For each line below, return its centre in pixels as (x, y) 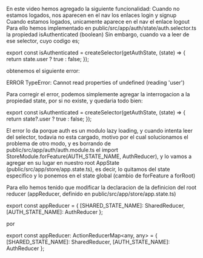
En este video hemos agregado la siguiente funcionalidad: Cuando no (93, 9)
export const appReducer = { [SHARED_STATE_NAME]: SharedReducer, (96, 206)
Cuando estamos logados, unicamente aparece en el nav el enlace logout (98, 21)
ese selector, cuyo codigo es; (43, 41)
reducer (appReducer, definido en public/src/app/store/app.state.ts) (91, 194)
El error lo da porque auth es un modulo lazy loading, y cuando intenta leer (99, 131)
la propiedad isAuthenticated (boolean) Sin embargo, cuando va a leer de (98, 35)
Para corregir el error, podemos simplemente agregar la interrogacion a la (98, 94)
